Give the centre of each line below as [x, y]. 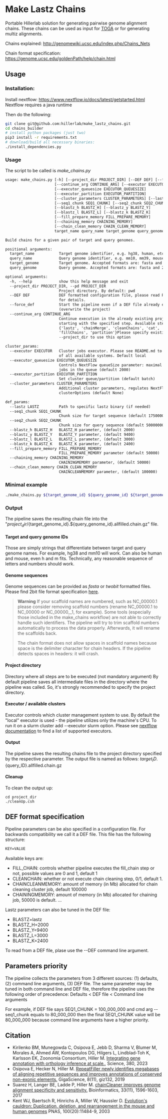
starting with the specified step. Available [107, 323]
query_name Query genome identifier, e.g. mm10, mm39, [80, 258]
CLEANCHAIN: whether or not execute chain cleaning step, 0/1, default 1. [87, 879]
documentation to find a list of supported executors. [59, 731]
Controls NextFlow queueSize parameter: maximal [110, 365]
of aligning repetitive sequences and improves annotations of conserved [87, 1074]
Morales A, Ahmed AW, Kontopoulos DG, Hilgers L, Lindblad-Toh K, [81, 1053]
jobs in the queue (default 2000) [95, 370]
